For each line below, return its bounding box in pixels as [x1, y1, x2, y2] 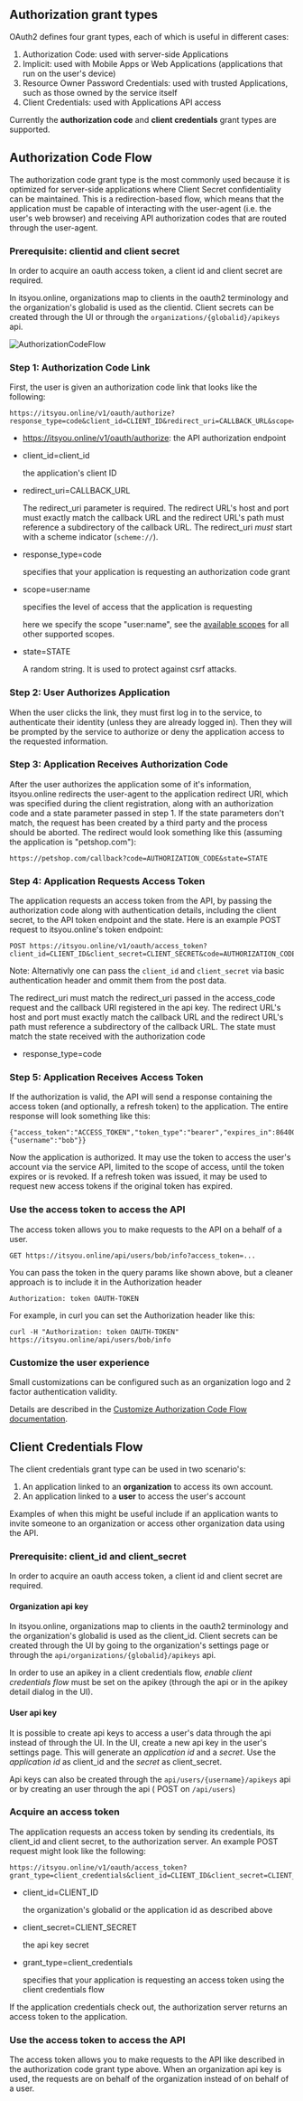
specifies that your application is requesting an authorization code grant [22, 567, 290, 578]
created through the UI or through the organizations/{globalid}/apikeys [9, 311, 280, 322]
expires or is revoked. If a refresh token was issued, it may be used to [9, 1171, 268, 1182]
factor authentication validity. [9, 1387, 118, 1397]
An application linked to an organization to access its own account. [22, 1481, 273, 1492]
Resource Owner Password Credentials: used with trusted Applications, [22, 77, 289, 89]
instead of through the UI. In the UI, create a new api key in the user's [9, 1737, 268, 1748]
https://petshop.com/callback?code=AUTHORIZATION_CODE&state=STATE [9, 853, 269, 862]
